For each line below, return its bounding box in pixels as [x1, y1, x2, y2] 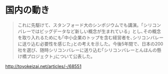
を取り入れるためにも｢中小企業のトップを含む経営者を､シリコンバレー [17, 34, 164, 40]
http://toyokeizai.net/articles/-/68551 [5, 63, 82, 69]
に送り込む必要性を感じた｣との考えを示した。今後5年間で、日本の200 [17, 40, 163, 46]
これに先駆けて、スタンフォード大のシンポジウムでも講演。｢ [17, 22, 144, 28]
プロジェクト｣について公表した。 [26, 53, 95, 59]
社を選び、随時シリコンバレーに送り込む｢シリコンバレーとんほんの [17, 47, 157, 53]
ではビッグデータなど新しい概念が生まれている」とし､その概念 [30, 28, 161, 34]
